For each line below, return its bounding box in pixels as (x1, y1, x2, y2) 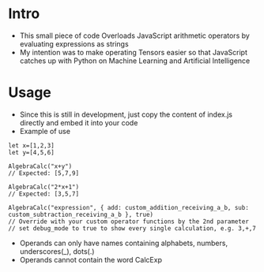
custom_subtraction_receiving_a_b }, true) (8, 211, 154, 218)
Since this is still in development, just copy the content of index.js (19, 110, 233, 119)
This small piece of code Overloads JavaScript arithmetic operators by (19, 31, 251, 40)
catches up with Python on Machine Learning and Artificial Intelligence (19, 56, 251, 65)
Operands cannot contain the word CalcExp (19, 255, 162, 264)
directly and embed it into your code (19, 117, 138, 127)
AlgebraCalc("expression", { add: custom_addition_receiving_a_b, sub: (8, 203, 249, 211)
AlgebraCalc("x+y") (8, 162, 73, 170)
